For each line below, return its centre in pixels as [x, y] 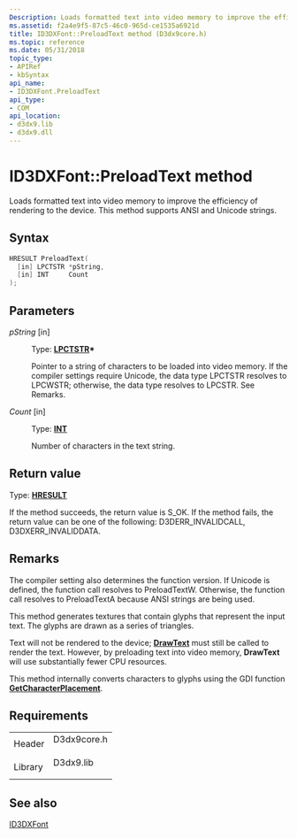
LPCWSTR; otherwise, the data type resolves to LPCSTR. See [143, 385]
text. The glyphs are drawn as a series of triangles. [102, 626]
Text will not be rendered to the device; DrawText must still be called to [139, 642]
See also [33, 803]
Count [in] [27, 411]
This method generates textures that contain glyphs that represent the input [147, 616]
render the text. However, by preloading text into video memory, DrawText [145, 652]
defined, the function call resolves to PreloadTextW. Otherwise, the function [147, 589]
